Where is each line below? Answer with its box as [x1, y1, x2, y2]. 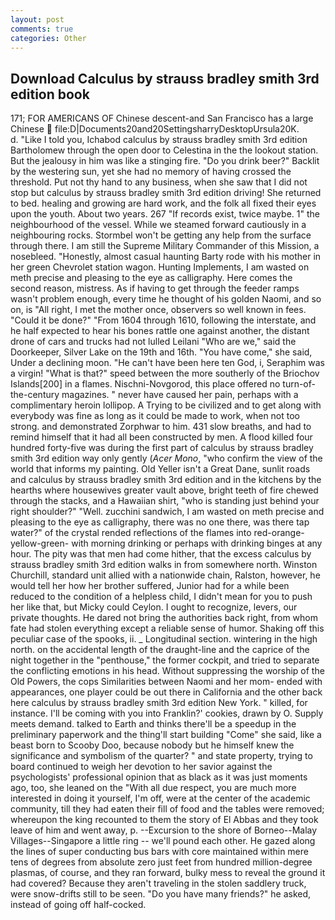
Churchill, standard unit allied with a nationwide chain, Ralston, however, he [10, 569, 321, 581]
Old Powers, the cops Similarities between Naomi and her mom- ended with [10, 676, 323, 688]
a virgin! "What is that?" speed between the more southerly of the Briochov [10, 367, 320, 380]
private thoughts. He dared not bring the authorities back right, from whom [10, 612, 318, 624]
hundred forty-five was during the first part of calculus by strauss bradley [10, 442, 314, 454]
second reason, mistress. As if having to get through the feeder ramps [10, 282, 300, 295]
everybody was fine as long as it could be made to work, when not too [10, 410, 301, 422]
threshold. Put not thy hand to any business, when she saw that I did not [10, 176, 308, 188]
